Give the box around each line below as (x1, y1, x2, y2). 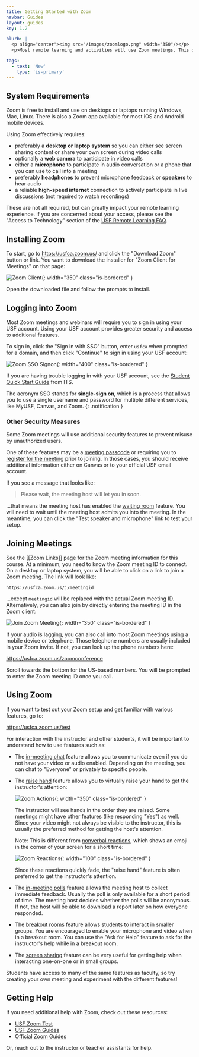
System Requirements (6, 90, 90, 101)
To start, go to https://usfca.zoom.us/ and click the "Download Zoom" (6, 250, 176, 257)
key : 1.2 (6, 25, 28, 32)
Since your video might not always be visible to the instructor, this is (14, 819, 181, 826)
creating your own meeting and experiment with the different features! (6, 976, 178, 983)
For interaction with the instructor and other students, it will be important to (6, 735, 190, 742)
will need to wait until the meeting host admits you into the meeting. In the (6, 509, 187, 516)
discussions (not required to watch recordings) (14, 193, 129, 200)
